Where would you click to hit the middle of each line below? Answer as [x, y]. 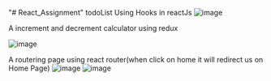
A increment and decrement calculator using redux [93, 28]
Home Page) [29, 68]
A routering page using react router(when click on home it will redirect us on [136, 60]
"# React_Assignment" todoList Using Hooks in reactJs [100, 13]
